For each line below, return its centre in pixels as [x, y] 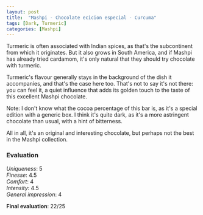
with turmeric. [24, 66]
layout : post [23, 12]
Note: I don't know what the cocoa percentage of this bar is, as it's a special [102, 108]
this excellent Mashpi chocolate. [47, 97]
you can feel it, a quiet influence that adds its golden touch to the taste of [98, 90]
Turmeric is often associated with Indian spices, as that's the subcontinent [100, 46]
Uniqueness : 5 [24, 168]
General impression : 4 [34, 194]
